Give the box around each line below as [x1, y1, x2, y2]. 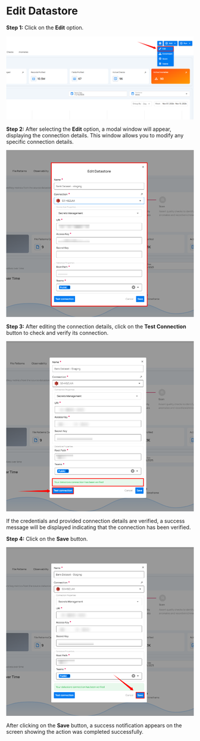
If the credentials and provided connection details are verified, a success [6, 518, 185, 525]
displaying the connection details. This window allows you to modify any [6, 131, 184, 139]
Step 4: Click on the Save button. [6, 536, 88, 543]
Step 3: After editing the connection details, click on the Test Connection [6, 323, 186, 330]
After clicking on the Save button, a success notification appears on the [6, 721, 182, 729]
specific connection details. [6, 138, 74, 145]
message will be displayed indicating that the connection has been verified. [6, 524, 191, 531]
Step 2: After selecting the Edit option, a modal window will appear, [6, 125, 171, 133]
